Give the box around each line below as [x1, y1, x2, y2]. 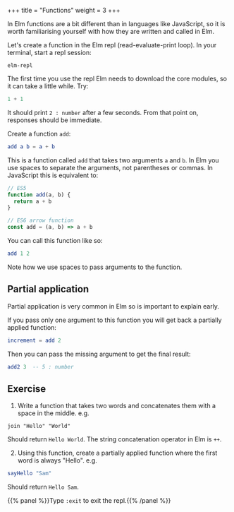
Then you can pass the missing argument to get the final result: [7, 350, 192, 358]
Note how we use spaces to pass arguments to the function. [7, 263, 183, 271]
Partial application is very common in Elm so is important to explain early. [7, 302, 220, 310]
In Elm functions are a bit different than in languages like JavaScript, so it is [7, 20, 226, 28]
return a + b [13, 198, 52, 205]
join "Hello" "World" [7, 423, 71, 430]
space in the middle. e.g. [17, 409, 90, 417]
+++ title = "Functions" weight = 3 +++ [7, 6, 121, 14]
